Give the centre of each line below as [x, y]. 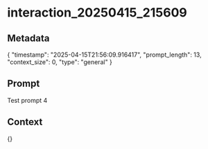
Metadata [28, 38]
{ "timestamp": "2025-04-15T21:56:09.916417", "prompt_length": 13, [105, 54]
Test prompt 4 [27, 100]
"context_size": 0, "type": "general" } [60, 62]
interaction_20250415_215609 [97, 13]
